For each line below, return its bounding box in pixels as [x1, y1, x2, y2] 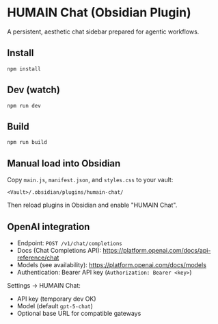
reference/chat [16, 253, 59, 262]
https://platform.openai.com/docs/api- [103, 247, 211, 254]
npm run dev [7, 102, 41, 109]
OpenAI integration [7, 221, 90, 232]
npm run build [7, 139, 48, 146]
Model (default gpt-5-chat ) [16, 302, 94, 310]
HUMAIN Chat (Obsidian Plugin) [7, 5, 191, 21]
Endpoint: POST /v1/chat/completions [16, 239, 123, 247]
